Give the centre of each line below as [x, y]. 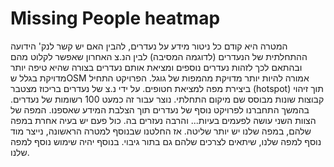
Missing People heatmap [115, 18]
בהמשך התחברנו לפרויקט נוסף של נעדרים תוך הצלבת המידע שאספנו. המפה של [160, 109]
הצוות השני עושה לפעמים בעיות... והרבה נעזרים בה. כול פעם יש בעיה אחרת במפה [163, 120]
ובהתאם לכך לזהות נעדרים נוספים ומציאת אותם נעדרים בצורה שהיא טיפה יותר [156, 67]
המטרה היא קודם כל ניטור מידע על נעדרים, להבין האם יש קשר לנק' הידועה [149, 46]
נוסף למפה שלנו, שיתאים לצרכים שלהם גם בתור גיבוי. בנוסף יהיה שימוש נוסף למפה [166, 141]
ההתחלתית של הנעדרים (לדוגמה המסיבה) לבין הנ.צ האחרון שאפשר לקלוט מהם [159, 56]
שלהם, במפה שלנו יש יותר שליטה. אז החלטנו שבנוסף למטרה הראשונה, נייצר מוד [161, 131]
